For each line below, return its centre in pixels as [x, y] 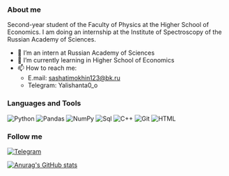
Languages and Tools [44, 103]
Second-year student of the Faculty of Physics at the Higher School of [108, 25]
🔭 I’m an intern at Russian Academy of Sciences [86, 53]
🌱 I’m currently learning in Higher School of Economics [96, 60]
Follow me [25, 137]
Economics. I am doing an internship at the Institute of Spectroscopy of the [114, 32]
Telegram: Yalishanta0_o [63, 85]
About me [24, 10]
